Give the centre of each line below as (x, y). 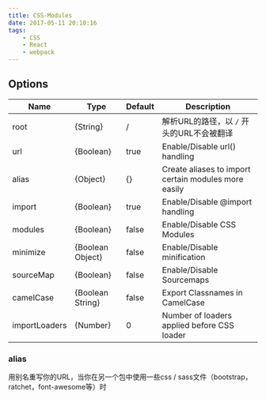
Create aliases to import (206, 169)
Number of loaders (197, 315)
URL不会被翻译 (205, 133)
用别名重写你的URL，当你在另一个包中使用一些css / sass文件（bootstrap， (130, 377)
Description (208, 106)
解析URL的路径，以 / (201, 121)
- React (35, 45)
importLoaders (40, 325)
